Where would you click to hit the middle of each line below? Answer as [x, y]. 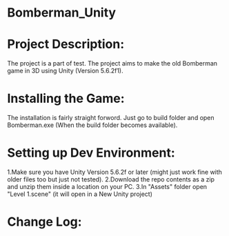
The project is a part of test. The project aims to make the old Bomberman [112, 63]
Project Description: [66, 45]
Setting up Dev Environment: [91, 153]
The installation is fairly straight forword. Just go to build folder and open [111, 118]
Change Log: [44, 222]
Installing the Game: [66, 99]
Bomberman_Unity [61, 13]
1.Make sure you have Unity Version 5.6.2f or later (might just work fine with [115, 172]
